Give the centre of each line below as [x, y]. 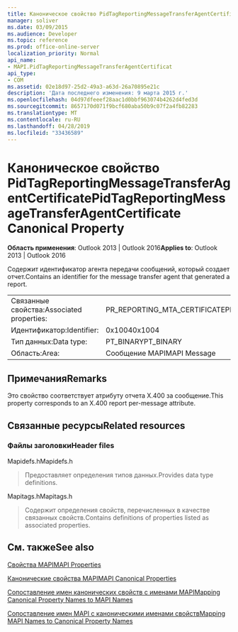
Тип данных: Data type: [49, 342]
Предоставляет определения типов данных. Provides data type [119, 475]
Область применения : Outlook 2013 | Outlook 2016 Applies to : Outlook [113, 248]
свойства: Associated [47, 310]
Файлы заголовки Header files [61, 446]
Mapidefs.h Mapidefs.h [40, 461]
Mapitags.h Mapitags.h [40, 496]
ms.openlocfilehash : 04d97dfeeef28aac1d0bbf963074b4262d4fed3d [103, 100]
